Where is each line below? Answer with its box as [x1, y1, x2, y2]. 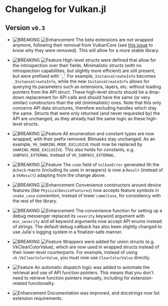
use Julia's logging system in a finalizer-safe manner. [12, 229, 123, 235]
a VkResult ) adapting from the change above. [12, 172, 106, 178]
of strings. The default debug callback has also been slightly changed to [12, 224, 162, 229]
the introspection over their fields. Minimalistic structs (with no [12, 63, 142, 68]
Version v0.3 [5, 24, 45, 32]
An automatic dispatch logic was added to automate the [34, 264, 150, 270]
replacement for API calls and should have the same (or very [25, 94, 150, 100]
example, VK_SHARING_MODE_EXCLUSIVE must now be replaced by [12, 141, 143, 147]
